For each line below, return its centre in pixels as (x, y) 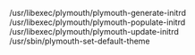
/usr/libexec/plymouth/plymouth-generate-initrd (97, 13)
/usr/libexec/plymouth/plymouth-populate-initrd (97, 22)
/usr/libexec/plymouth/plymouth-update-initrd (94, 31)
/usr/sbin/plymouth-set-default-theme (80, 41)
